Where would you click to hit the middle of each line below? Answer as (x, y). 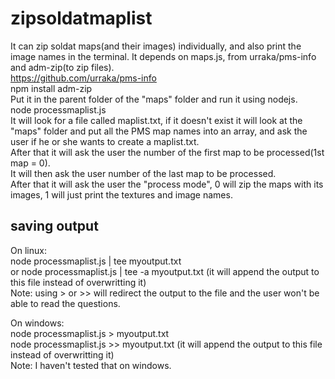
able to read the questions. (65, 303)
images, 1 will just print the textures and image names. (121, 194)
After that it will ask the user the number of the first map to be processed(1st (167, 152)
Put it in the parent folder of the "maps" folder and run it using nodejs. (154, 99)
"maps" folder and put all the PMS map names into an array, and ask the (159, 131)
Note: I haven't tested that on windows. (91, 365)
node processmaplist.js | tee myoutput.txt (96, 261)
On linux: (28, 250)
